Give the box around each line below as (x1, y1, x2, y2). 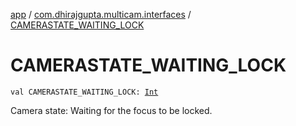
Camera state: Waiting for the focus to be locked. (10, 104, 213, 116)
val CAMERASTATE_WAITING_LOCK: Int (10, 87, 159, 97)
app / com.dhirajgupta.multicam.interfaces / (10, 9, 192, 20)
